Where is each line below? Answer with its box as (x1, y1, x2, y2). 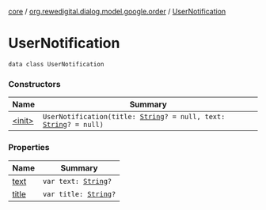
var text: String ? (42, 177, 112, 186)
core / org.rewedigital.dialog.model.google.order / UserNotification (8, 7, 226, 16)
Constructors (8, 78, 61, 89)
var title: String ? (42, 189, 116, 198)
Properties (8, 142, 50, 153)
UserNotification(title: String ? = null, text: (42, 112, 226, 122)
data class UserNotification (8, 60, 104, 68)
